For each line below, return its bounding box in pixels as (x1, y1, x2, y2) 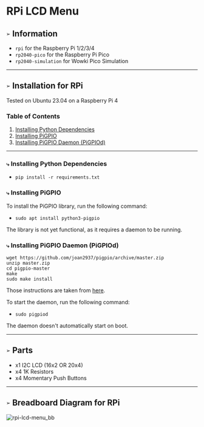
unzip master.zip (6, 260, 50, 266)
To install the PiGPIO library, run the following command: (6, 202, 148, 210)
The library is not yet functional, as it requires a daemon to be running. (6, 226, 183, 233)
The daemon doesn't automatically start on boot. (6, 322, 129, 329)
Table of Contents (6, 112, 61, 120)
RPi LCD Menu (6, 4, 79, 18)
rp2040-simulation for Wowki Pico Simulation (15, 58, 129, 64)
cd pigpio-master (6, 265, 50, 272)
